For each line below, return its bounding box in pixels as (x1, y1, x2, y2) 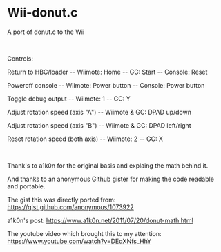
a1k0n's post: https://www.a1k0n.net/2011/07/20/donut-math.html (7, 216, 193, 224)
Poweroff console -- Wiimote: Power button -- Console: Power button (7, 81, 205, 89)
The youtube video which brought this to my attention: (7, 229, 162, 238)
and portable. (7, 182, 46, 191)
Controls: (7, 54, 33, 63)
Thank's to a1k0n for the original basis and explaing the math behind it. (7, 161, 209, 170)
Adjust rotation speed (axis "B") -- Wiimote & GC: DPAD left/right (7, 121, 191, 129)
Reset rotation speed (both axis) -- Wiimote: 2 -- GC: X (7, 135, 164, 143)
